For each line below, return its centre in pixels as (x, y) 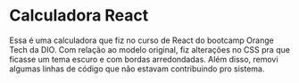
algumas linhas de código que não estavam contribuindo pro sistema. (137, 69)
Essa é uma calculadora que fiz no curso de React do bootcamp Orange (141, 40)
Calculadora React (79, 16)
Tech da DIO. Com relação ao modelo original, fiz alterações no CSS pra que (149, 49)
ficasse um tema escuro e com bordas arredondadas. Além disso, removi (144, 59)
